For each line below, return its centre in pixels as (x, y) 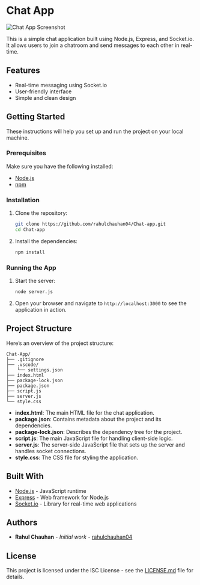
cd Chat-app (30, 230)
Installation (23, 200)
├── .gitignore (25, 359)
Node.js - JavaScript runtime (51, 491)
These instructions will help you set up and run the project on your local (95, 131)
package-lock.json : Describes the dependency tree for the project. (98, 432)
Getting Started (36, 117)
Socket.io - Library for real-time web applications (76, 504)
